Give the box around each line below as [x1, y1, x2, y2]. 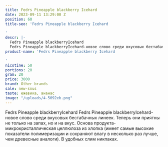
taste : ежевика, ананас [5, 91, 55, 96]
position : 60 [5, 17, 32, 22]
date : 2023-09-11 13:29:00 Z [5, 12, 66, 17]
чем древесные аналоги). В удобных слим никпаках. [5, 136, 118, 142]
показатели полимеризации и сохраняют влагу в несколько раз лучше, [5, 130, 158, 136]
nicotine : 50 [5, 63, 32, 68]
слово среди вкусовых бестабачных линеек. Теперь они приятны [19, 114, 160, 120]
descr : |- [5, 35, 26, 40]
